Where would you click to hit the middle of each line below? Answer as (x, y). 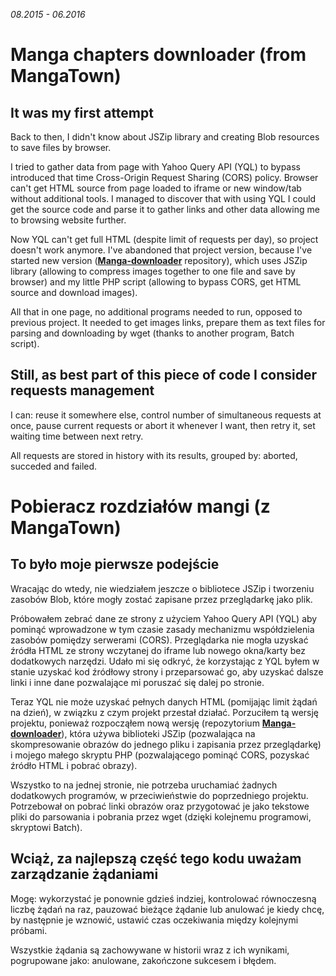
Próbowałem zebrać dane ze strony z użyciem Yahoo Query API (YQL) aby (164, 618)
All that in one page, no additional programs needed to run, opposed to (156, 312)
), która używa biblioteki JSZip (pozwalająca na (158, 733)
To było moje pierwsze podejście (115, 564)
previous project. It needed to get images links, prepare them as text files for (168, 322)
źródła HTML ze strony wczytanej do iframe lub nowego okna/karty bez (158, 650)
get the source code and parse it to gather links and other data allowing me (165, 209)
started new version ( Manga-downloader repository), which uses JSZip (159, 260)
